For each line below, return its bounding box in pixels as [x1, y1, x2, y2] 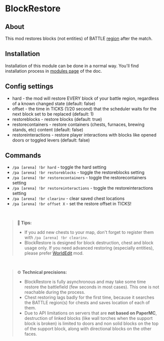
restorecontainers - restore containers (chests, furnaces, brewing [12, 121, 144, 127]
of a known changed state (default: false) [12, 100, 95, 106]
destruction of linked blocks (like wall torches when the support [24, 315, 153, 321]
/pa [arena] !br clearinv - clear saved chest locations [12, 196, 125, 201]
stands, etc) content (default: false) [12, 126, 84, 133]
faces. [24, 331, 38, 337]
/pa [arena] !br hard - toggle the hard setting [12, 164, 107, 170]
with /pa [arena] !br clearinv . [24, 234, 89, 241]
